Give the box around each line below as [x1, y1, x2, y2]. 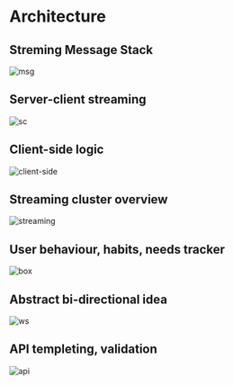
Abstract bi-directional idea [9, 291, 168, 307]
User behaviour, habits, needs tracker [9, 241, 225, 257]
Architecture [9, 6, 106, 27]
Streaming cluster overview [9, 192, 168, 208]
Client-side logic [9, 142, 104, 157]
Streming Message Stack [9, 42, 153, 58]
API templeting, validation [9, 342, 157, 357]
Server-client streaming [9, 92, 147, 107]
